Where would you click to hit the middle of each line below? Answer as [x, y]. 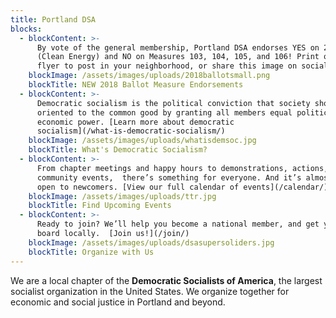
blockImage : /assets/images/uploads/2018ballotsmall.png [149, 76]
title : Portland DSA [53, 19]
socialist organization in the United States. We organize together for [150, 291]
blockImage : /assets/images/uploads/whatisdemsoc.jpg [142, 141]
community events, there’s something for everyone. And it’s [169, 177]
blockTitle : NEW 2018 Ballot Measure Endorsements [136, 85]
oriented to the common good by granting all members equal [164, 112]
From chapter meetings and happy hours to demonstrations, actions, [182, 168]
